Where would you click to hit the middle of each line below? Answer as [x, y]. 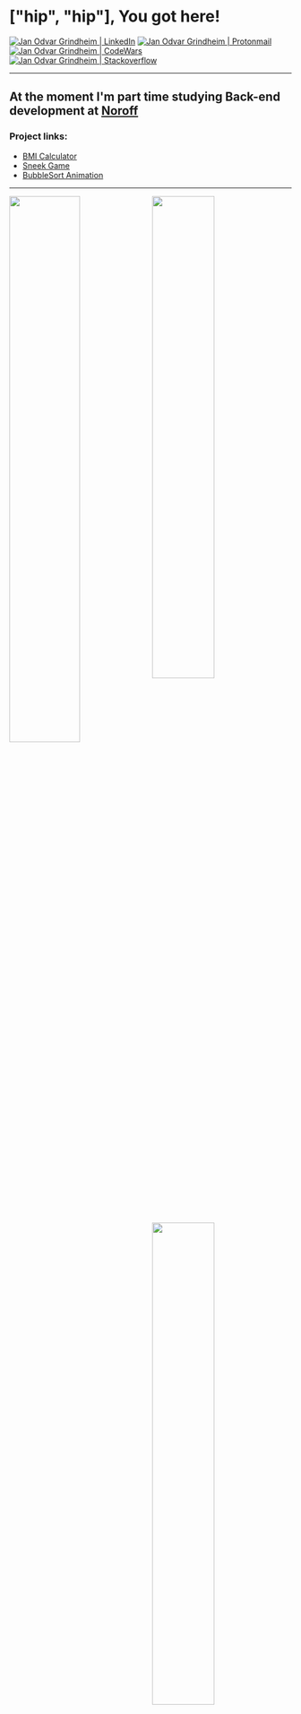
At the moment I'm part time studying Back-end [145, 97]
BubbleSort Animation [63, 175]
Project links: [39, 136]
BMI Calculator [50, 156]
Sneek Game [46, 165]
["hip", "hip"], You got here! [115, 17]
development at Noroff [74, 111]
